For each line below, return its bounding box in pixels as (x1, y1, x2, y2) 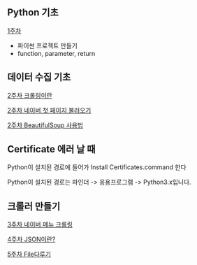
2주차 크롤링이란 (7, 91, 52, 99)
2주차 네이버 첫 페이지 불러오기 (7, 106, 92, 114)
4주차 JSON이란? (7, 235, 56, 243)
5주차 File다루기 (7, 250, 51, 259)
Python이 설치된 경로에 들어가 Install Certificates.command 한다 (7, 163, 187, 171)
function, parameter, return (17, 49, 96, 57)
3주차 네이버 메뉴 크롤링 (7, 220, 73, 229)
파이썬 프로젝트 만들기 (17, 41, 78, 50)
